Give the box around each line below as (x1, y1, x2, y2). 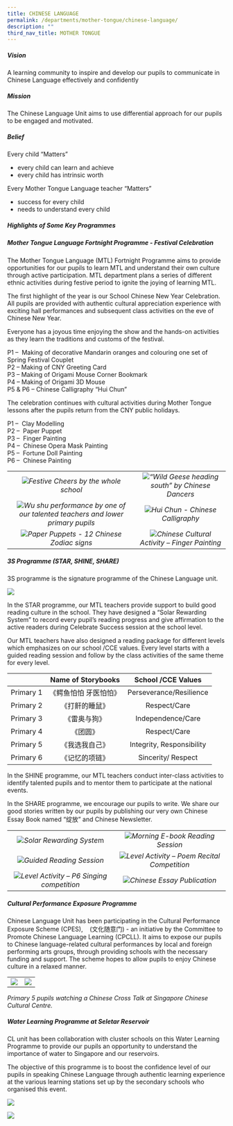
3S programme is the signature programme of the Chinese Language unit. (7, 574, 218, 583)
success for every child (17, 198, 85, 206)
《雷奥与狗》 (64, 714, 106, 724)
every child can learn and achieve (17, 164, 114, 172)
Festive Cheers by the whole (28, 476, 121, 486)
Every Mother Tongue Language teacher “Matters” (7, 185, 152, 193)
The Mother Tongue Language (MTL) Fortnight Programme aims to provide (7, 256, 221, 264)
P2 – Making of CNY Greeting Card (7, 362, 107, 371)
